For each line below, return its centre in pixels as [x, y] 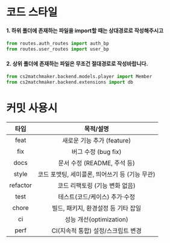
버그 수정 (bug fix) [96, 152]
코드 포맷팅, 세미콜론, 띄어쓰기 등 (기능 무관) [96, 174]
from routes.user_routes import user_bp [58, 49]
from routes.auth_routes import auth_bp [58, 44]
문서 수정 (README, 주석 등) [97, 163]
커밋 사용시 [32, 108]
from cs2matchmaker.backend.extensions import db [70, 82]
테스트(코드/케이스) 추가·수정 [97, 197]
